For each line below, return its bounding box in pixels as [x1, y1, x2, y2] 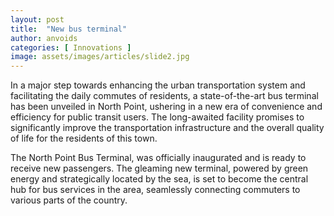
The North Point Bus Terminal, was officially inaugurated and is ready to [10, 152, 307, 164]
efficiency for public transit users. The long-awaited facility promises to [10, 111, 305, 123]
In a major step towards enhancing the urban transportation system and [10, 79, 306, 91]
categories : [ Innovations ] [10, 42, 132, 53]
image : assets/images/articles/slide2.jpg [10, 52, 190, 62]
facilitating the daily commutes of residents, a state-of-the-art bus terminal [10, 90, 319, 102]
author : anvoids [10, 33, 78, 43]
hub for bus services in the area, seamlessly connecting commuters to [10, 184, 301, 196]
